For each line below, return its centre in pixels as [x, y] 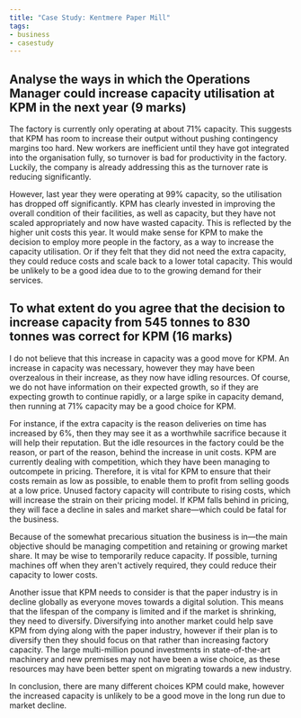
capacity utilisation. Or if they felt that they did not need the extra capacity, [148, 252]
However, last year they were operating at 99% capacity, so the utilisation [146, 194]
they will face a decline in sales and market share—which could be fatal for [148, 509]
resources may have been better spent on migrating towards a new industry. [150, 669]
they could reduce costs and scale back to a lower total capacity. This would [151, 261]
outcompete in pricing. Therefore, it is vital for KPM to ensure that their [140, 471]
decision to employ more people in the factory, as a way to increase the [142, 242]
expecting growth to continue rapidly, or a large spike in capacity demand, [147, 396]
